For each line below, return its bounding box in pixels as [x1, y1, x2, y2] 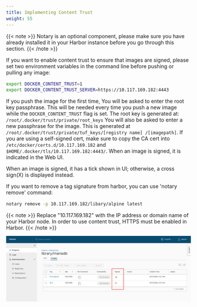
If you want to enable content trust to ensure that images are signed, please [6, 56, 189, 63]
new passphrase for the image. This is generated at [6, 123, 131, 130]
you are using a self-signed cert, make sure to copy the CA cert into [6, 135, 170, 142]
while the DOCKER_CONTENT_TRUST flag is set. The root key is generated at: [6, 110, 179, 117]
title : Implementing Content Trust [6, 9, 93, 15]
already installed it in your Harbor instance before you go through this [6, 39, 174, 46]
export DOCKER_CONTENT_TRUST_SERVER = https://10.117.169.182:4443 [6, 87, 169, 93]
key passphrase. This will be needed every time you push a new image [6, 104, 177, 111]
